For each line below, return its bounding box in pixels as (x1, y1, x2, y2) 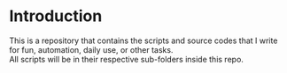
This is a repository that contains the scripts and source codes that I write (9, 35, 278, 46)
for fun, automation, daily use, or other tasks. (9, 44, 174, 55)
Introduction (9, 6, 103, 26)
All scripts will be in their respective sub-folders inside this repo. (9, 54, 244, 64)
